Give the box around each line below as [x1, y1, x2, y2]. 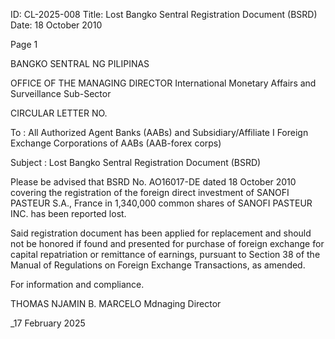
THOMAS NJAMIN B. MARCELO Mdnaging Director [10, 298, 222, 309]
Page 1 [10, 39, 38, 50]
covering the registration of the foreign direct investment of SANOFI [10, 187, 290, 198]
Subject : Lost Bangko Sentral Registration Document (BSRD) [10, 157, 262, 168]
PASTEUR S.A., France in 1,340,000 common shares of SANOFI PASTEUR [10, 197, 313, 209]
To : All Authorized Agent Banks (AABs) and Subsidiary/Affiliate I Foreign [10, 127, 309, 138]
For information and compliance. [10, 279, 145, 290]
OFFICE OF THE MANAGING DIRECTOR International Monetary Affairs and [10, 77, 317, 89]
